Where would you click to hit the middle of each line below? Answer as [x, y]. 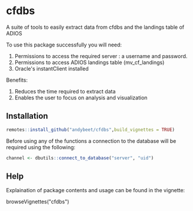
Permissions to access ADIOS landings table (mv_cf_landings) [89, 62]
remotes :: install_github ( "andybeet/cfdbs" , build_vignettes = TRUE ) [91, 130]
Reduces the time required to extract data [65, 91]
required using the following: [41, 147]
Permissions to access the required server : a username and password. [101, 56]
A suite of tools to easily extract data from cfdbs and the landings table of [95, 27]
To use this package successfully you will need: [64, 45]
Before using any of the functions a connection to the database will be [91, 141]
